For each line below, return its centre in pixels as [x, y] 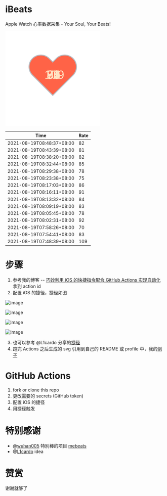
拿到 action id [27, 286]
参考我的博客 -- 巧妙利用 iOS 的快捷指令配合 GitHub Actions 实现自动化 [87, 280]
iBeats [19, 9]
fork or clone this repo [36, 390]
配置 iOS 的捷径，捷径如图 [40, 292]
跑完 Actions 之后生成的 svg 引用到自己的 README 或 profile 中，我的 [85, 349]
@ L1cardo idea [28, 452]
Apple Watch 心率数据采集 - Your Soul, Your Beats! [58, 24]
